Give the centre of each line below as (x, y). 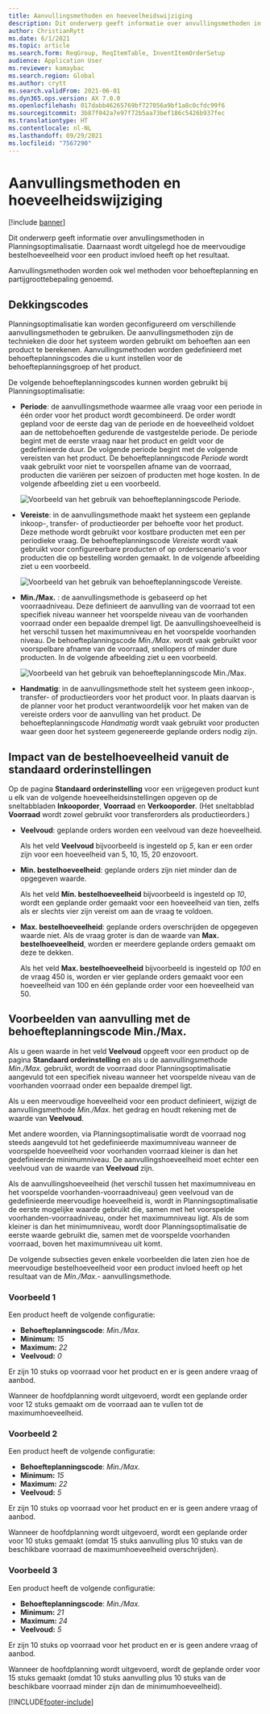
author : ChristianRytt (46, 31)
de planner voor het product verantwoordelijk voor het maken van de (134, 706)
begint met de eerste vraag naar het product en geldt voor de (122, 441)
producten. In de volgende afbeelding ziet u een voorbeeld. (118, 658)
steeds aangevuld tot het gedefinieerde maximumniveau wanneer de (123, 1142)
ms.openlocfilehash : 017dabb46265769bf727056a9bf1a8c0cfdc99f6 (117, 106)
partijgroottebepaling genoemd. (61, 280)
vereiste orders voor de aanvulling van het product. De (110, 715)
